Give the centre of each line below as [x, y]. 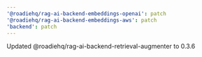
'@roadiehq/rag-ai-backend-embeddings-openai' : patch [87, 14]
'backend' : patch [32, 26]
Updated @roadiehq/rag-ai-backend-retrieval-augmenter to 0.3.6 [101, 47]
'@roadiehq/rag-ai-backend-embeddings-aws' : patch [82, 20]
